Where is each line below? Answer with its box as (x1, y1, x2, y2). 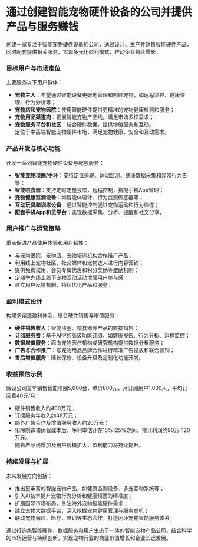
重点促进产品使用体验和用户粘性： (6, 239, 89, 246)
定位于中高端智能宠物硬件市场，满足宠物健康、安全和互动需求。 (14, 128, 170, 136)
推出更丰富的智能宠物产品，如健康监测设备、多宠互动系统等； (14, 484, 165, 492)
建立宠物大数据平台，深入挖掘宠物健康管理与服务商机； (14, 507, 149, 514)
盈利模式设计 (6, 297, 43, 306)
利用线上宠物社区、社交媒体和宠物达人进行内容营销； (14, 259, 144, 266)
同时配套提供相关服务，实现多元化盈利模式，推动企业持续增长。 (6, 48, 161, 55)
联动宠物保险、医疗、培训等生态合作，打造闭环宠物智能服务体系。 (14, 514, 175, 521)
